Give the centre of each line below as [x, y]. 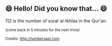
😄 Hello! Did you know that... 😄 [56, 9]
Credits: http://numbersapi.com [32, 38]
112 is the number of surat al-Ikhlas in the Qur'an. [56, 20]
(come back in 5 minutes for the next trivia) [42, 30]
